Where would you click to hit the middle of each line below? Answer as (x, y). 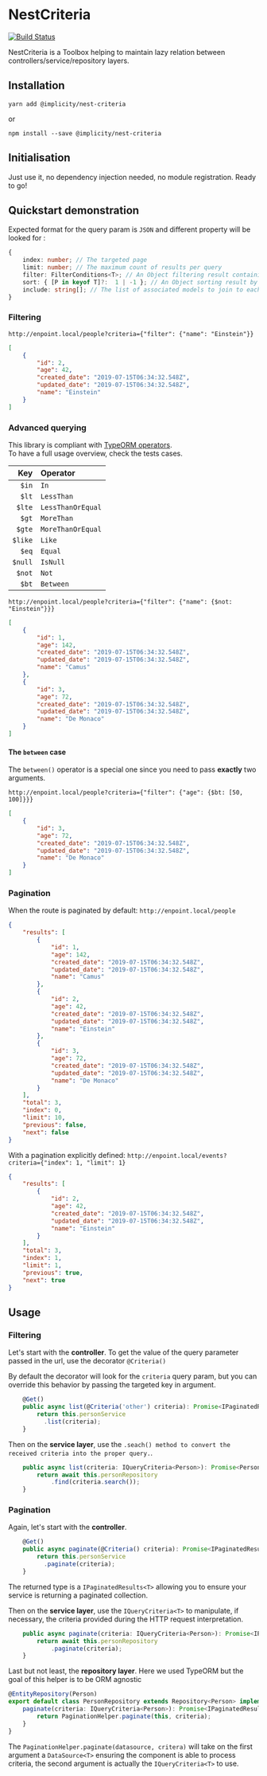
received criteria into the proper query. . (81, 1453)
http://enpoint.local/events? (177, 1156)
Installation (37, 86)
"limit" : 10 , (44, 1118)
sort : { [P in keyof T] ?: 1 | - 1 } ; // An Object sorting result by (140, 282)
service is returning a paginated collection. (78, 1595)
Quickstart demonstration (74, 210)
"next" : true (44, 1280)
